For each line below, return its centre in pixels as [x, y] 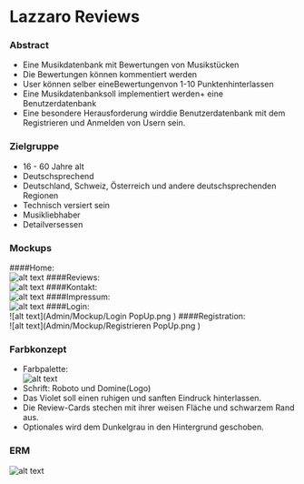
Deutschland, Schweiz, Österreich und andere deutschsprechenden [149, 186]
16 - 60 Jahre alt [53, 166]
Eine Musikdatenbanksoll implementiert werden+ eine [123, 94]
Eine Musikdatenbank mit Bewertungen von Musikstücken [131, 65]
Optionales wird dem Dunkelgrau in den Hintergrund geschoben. [143, 427]
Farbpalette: [45, 369]
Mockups [31, 247]
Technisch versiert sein [66, 205]
